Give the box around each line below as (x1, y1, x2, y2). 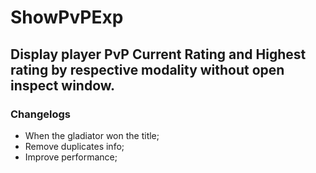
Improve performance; (24, 151, 118, 163)
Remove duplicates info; (24, 140, 125, 152)
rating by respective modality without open (10, 61, 285, 78)
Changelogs (10, 107, 72, 121)
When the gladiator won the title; (24, 129, 160, 141)
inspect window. (10, 77, 116, 94)
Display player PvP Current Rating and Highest (10, 46, 307, 63)
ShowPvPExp (10, 6, 124, 29)
